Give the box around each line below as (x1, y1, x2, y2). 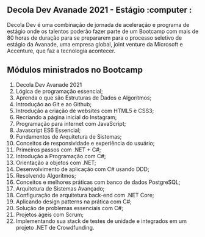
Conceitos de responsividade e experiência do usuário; (15, 139, 155, 147)
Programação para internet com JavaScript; (15, 120, 126, 127)
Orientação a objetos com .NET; (15, 159, 96, 166)
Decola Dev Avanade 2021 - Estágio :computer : (7, 5, 192, 15)
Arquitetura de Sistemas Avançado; (15, 184, 105, 192)
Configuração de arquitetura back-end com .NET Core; (15, 191, 154, 199)
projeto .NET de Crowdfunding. (15, 224, 95, 231)
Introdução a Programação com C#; (15, 152, 106, 159)
